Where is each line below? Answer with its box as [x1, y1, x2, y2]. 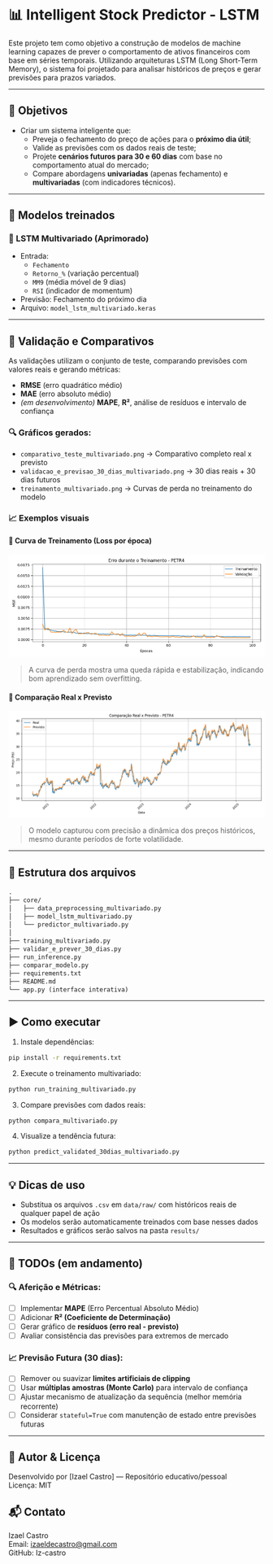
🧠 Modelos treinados [8, 208, 115, 223]
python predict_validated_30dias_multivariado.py [8, 1148, 180, 1157]
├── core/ [8, 895, 42, 904]
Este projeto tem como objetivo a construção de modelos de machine [8, 37, 241, 48]
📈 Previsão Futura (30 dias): [8, 1352, 123, 1363]
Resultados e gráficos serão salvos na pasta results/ [19, 1226, 200, 1235]
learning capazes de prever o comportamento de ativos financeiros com [8, 46, 250, 56]
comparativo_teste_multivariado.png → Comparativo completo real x [19, 448, 252, 459]
